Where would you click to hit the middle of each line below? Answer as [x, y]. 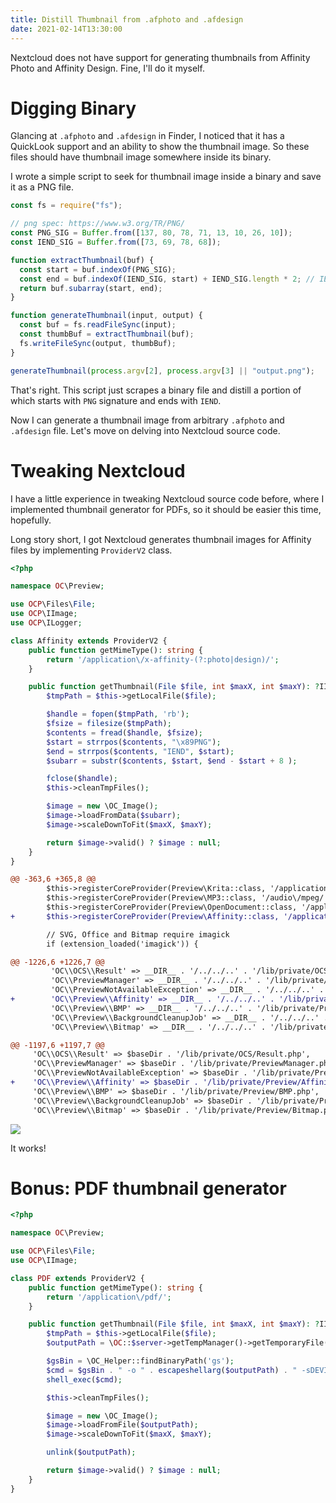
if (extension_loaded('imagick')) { [122, 944]
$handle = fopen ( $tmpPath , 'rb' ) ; [118, 714]
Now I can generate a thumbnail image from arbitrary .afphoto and [147, 420]
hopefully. [31, 520]
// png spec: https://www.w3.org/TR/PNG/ [98, 224]
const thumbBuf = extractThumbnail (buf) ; [107, 334]
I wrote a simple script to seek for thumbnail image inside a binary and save [166, 177]
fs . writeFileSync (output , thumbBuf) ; [98, 343]
